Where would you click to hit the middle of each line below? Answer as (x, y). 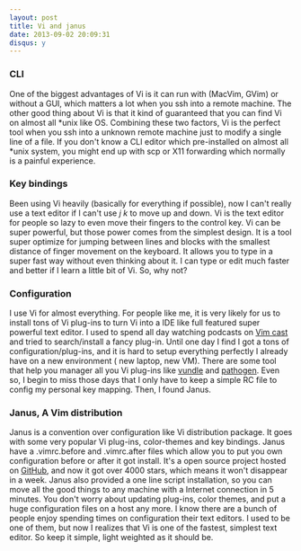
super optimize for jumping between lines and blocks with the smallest (140, 241)
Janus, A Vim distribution (66, 413)
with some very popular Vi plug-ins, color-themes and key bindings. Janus (147, 442)
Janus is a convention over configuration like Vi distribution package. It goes (151, 432)
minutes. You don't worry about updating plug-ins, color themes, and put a (147, 499)
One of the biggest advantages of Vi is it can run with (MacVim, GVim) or (144, 93)
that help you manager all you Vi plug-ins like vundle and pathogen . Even (145, 370)
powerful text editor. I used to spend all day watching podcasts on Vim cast (149, 333)
